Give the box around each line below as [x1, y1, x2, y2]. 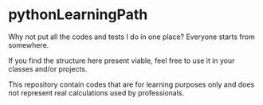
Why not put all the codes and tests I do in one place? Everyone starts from [8, 32, 255, 41]
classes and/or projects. [8, 64, 88, 73]
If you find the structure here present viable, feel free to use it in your [8, 56, 235, 65]
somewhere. [8, 40, 49, 49]
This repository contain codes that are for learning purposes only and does [8, 80, 255, 89]
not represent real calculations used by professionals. [8, 87, 185, 97]
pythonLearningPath [8, 6, 148, 24]
